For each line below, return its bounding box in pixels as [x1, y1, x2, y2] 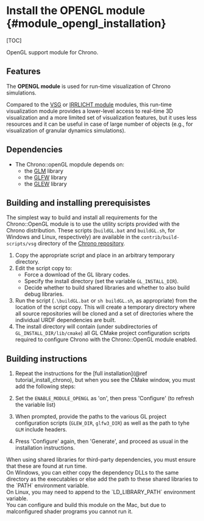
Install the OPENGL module [6, 4, 146, 18]
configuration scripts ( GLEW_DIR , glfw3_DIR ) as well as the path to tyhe [15, 419, 190, 427]
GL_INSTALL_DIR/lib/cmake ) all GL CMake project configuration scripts [15, 329, 191, 337]
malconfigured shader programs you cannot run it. [6, 508, 133, 516]
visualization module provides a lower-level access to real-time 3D [6, 107, 174, 115]
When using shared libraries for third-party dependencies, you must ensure [6, 456, 196, 464]
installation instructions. [15, 444, 75, 451]
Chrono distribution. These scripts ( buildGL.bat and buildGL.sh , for [6, 227, 175, 234]
